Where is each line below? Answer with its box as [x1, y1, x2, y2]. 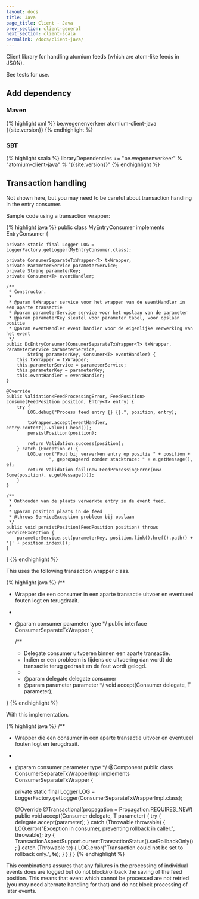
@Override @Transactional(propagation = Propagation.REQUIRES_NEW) [14, 806, 193, 813]
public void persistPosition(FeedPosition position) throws [6, 524, 159, 530]
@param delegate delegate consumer [23, 675, 117, 682]
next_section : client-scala [6, 31, 76, 37]
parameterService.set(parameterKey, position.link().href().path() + [17, 535, 194, 541]
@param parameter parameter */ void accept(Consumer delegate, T [23, 681, 191, 688]
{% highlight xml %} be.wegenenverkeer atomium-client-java [6, 120, 157, 127]
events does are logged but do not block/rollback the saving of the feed [6, 868, 182, 875]
